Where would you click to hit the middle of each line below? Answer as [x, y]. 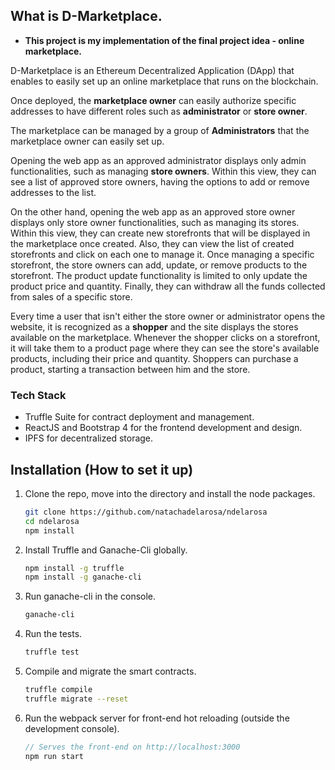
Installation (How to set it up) [102, 469]
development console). [72, 728]
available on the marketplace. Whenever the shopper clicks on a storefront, [165, 337]
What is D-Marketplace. [86, 16]
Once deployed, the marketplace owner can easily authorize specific [153, 100]
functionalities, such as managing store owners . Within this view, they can [163, 171]
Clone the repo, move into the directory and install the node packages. [170, 493]
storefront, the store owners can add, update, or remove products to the [159, 265]
